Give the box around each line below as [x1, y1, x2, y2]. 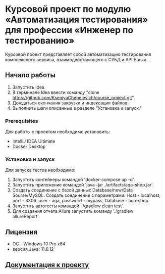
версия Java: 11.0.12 [12, 246, 54, 252]
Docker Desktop [12, 143, 46, 149]
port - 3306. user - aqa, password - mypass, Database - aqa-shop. [12, 198, 150, 204]
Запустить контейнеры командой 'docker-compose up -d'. [12, 177, 135, 183]
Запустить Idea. [12, 84, 46, 90]
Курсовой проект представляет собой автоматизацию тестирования [5, 51, 151, 57]
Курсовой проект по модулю [5, 3, 131, 15]
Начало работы [5, 71, 56, 80]
